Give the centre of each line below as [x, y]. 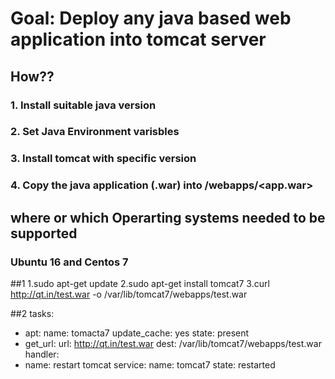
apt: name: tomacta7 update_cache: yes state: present [137, 333]
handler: [42, 354]
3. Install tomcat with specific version [103, 159]
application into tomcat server [138, 39]
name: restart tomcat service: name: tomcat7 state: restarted [150, 364]
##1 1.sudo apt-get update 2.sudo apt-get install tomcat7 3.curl [140, 283]
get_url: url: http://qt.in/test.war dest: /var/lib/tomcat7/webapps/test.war [173, 343]
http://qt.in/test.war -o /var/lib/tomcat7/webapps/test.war [129, 294]
